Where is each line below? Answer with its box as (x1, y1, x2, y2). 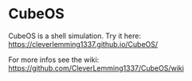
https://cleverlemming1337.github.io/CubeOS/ (8, 39, 159, 48)
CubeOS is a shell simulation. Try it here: (8, 31, 142, 40)
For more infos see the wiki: (8, 55, 100, 64)
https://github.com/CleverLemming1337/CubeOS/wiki (8, 63, 185, 72)
